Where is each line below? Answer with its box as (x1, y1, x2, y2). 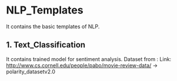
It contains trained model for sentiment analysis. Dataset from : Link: (6, 55, 172, 62)
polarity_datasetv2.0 (6, 68, 56, 75)
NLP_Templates (6, 4, 84, 17)
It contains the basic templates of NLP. (6, 23, 100, 30)
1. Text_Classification (6, 40, 86, 50)
